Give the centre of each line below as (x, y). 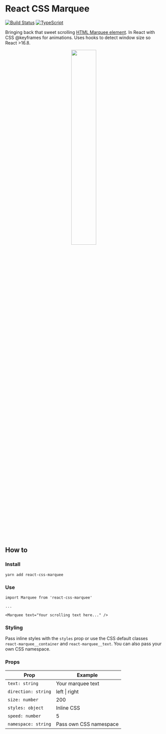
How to (16, 550)
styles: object (26, 708)
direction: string (29, 692)
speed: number (24, 716)
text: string (23, 683)
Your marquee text (78, 684)
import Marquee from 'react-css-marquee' (49, 598)
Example (87, 675)
